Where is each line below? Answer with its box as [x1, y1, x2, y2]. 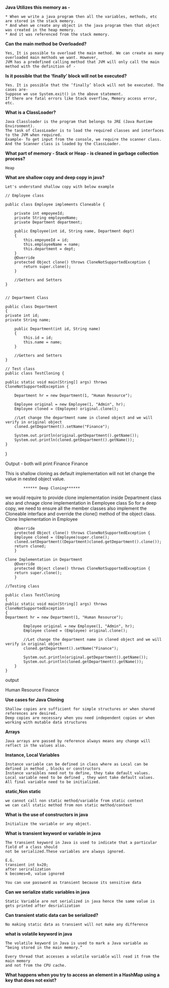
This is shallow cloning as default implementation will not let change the [5, 471, 155, 476]
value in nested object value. [5, 476, 65, 482]
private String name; [5, 317, 51, 322]
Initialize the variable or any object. [5, 821, 92, 827]
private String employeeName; [14, 215, 78, 220]
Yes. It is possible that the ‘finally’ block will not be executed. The [5, 83, 164, 88]
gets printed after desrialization [5, 903, 80, 908]
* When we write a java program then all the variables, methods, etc [5, 14, 157, 19]
